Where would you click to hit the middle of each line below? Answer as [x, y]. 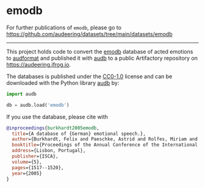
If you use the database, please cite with [57, 117]
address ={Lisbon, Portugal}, [49, 151]
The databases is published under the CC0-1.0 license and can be [89, 76]
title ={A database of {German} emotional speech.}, [79, 134]
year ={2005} [27, 173]
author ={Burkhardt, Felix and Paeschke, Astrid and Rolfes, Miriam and [105, 139]
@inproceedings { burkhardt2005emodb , [53, 128]
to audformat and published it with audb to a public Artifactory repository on [102, 58]
